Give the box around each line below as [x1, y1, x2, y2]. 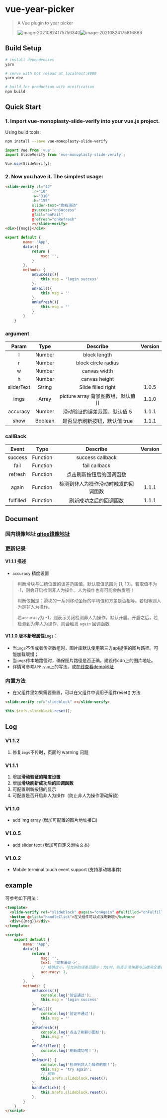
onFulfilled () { [31, 1044, 66, 1049]
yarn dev [5, 76, 23, 81]
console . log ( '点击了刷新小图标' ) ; [40, 1029, 106, 1035]
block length [83, 351, 112, 358]
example [5, 881, 33, 890]
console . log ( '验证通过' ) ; [40, 993, 91, 998]
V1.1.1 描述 [5, 559, 26, 564]
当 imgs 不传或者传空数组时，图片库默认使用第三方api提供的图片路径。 [12, 645, 154, 651]
